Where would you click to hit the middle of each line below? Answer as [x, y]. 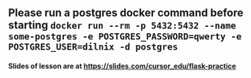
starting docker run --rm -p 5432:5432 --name [122, 26]
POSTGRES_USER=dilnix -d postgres [93, 47]
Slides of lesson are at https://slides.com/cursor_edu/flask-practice [122, 65]
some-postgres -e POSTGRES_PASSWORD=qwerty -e [125, 37]
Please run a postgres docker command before [126, 13]
